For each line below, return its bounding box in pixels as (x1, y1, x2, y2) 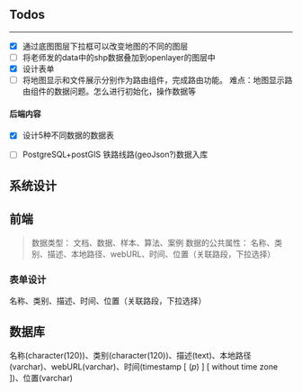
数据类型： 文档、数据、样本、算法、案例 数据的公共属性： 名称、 (31, 237, 275, 248)
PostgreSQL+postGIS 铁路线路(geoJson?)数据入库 (22, 149, 209, 160)
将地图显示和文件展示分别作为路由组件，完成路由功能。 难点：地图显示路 (22, 75, 293, 85)
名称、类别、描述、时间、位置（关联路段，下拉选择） (9, 295, 207, 305)
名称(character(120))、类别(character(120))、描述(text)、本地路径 (9, 350, 252, 360)
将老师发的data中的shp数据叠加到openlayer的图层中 (22, 51, 216, 62)
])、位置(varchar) (9, 372, 74, 383)
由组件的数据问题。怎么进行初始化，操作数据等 (22, 86, 196, 97)
